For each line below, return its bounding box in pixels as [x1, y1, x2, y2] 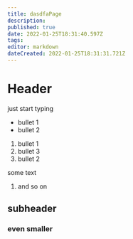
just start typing [7, 104, 54, 112]
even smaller [7, 224, 53, 234]
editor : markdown [7, 43, 59, 51]
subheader [7, 203, 57, 215]
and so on [17, 182, 48, 191]
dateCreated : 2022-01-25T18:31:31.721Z [7, 51, 126, 58]
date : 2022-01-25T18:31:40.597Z [7, 30, 103, 38]
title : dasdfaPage [7, 10, 62, 18]
